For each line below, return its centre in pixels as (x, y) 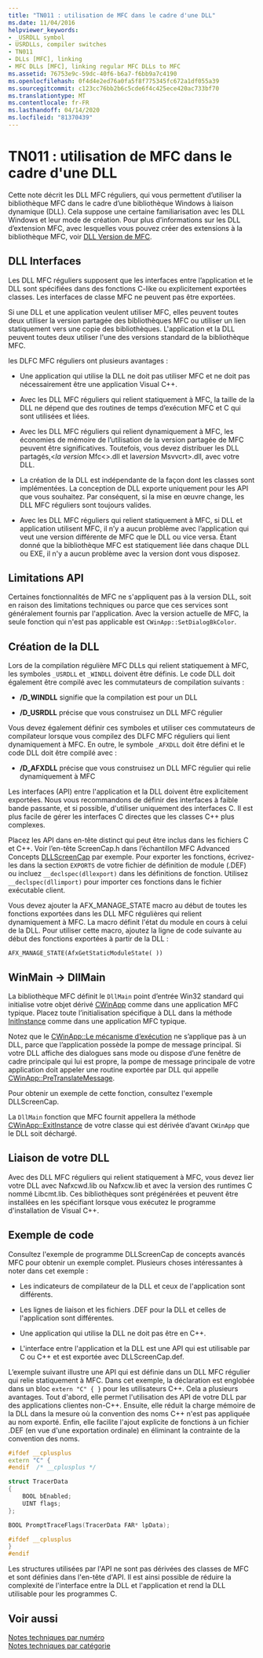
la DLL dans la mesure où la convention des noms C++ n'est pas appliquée (129, 1413)
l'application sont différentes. (67, 1318)
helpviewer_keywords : (44, 30)
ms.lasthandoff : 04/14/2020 (54, 111)
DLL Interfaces (45, 261)
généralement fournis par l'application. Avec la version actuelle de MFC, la (128, 614)
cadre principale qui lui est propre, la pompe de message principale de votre (131, 1061)
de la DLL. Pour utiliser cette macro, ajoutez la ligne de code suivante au (125, 930)
